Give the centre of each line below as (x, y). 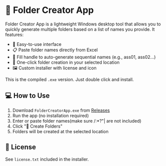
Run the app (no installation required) (51, 115)
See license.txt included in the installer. (47, 159)
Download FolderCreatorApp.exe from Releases (61, 110)
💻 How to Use (27, 96)
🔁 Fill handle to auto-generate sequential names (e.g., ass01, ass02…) (84, 57)
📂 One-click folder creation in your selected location (66, 62)
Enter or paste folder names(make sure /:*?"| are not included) (77, 121)
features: (14, 34)
